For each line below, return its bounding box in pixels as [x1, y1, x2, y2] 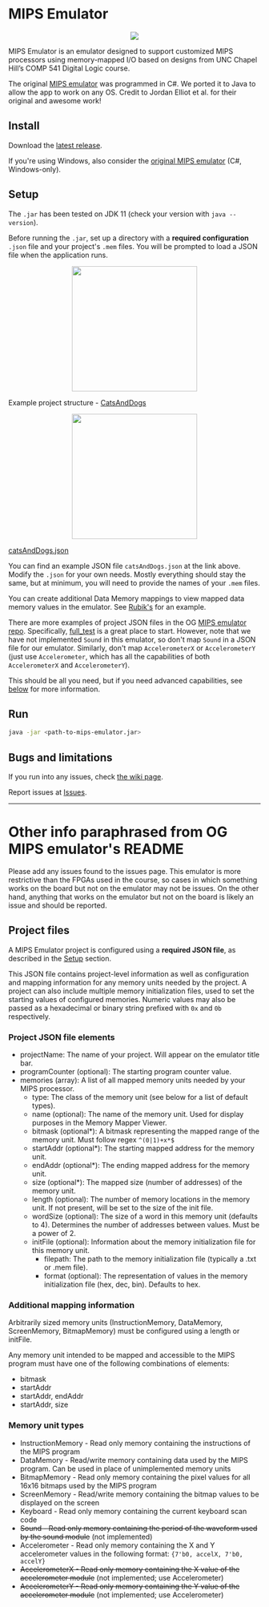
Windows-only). [8, 164, 62, 174]
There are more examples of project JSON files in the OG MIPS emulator [8, 618, 247, 627]
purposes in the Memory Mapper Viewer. [31, 1118, 167, 1128]
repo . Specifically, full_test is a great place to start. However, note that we [8, 626, 251, 635]
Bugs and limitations [8, 751, 113, 764]
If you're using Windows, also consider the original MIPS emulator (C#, [8, 155, 242, 165]
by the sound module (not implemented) [19, 1532, 153, 1541]
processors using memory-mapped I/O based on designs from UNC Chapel [8, 54, 258, 64]
